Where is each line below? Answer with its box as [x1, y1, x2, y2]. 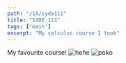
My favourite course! [7, 48, 68, 57]
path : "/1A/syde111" [7, 10, 68, 17]
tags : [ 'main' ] [7, 23, 52, 30]
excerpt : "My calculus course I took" [7, 29, 120, 37]
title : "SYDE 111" [7, 17, 61, 24]
